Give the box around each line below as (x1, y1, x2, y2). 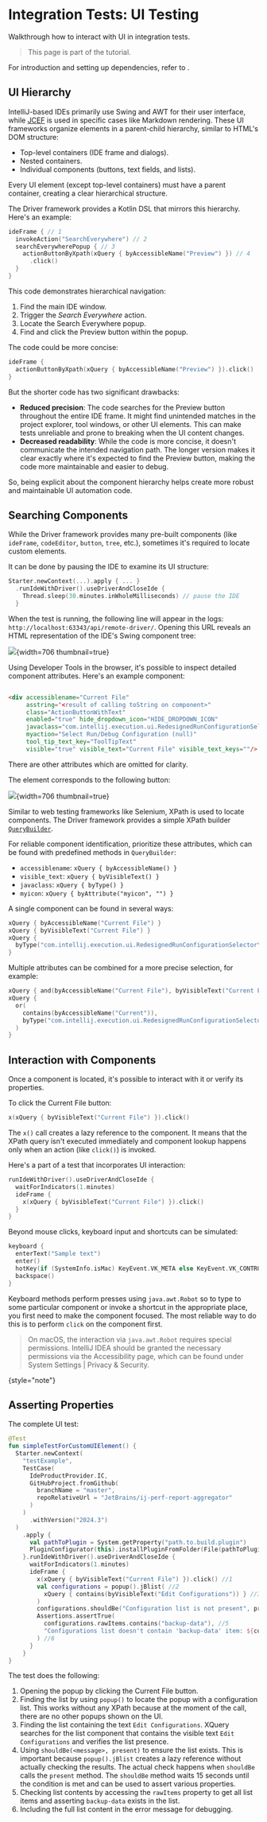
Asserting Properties (8, 1398, 114, 1412)
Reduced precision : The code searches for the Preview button (19, 402, 226, 412)
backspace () (15, 1272, 56, 1280)
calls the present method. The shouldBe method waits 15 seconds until (19, 1771, 250, 1781)
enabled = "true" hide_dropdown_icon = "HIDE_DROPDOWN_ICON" (25, 716, 219, 724)
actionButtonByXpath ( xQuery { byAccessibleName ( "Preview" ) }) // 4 (22, 250, 250, 258)
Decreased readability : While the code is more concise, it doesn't (19, 436, 237, 446)
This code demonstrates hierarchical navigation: (8, 286, 167, 296)
